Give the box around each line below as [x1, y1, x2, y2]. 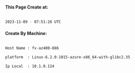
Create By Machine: [5, 30, 47, 36]
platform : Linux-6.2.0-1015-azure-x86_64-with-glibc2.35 [5, 55, 131, 60]
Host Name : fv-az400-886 [5, 45, 59, 51]
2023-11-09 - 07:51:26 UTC [5, 19, 61, 24]
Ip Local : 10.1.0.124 [5, 64, 55, 69]
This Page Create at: [5, 4, 48, 10]
